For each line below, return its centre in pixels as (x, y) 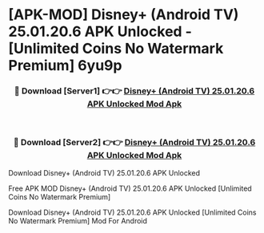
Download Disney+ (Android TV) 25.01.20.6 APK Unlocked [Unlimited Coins (133, 212)
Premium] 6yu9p (65, 66)
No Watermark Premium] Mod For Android (78, 220)
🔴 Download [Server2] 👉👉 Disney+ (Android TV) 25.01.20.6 (134, 143)
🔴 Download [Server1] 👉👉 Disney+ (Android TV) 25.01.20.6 (134, 91)
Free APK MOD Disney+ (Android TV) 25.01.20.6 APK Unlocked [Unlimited (130, 188)
